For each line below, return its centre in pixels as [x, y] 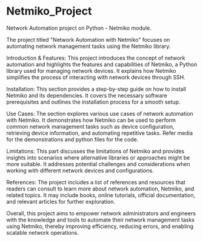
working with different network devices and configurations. [80, 170]
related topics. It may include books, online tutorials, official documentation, [101, 195]
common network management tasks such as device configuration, [90, 126]
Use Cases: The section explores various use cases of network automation [100, 113]
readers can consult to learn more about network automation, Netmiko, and [100, 189]
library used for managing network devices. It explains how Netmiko [91, 70]
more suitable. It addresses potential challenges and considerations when [98, 164]
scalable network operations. [42, 232]
